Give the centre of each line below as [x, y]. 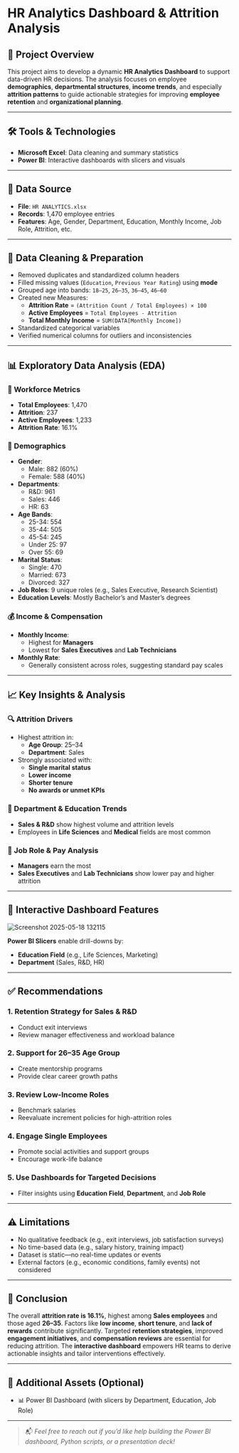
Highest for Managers [61, 642]
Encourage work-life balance [60, 1159]
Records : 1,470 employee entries [66, 214]
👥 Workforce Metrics [44, 389]
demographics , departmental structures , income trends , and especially [115, 86]
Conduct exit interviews [52, 1027]
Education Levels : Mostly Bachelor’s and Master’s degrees [104, 598]
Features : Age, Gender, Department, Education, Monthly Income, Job [119, 221]
